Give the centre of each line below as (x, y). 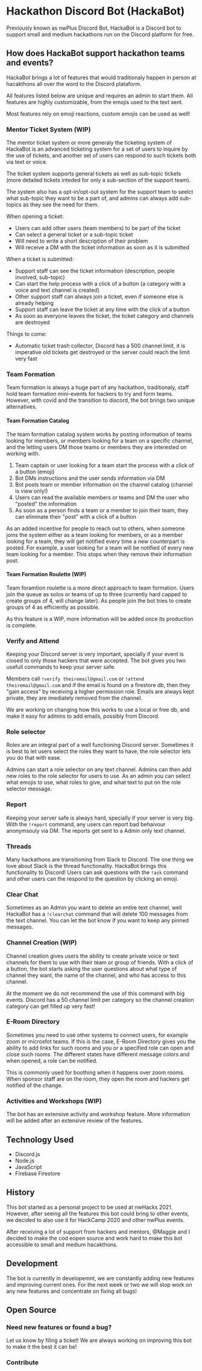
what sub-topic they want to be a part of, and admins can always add (92, 199)
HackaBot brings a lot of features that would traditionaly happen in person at (101, 77)
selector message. (29, 789)
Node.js (25, 1160)
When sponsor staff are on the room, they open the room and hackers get (98, 1079)
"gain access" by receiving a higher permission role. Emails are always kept (100, 692)
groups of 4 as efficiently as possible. (53, 607)
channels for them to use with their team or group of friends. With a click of (100, 962)
